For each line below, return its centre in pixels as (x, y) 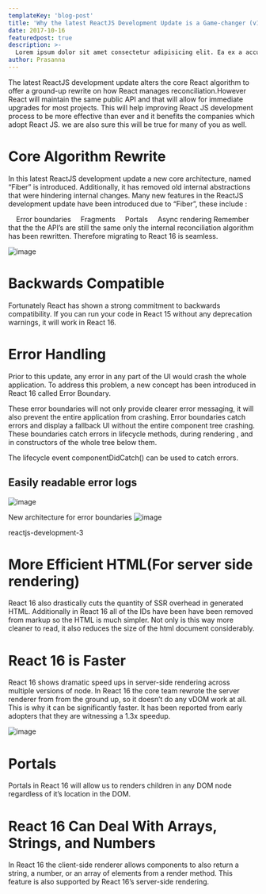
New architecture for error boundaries (70, 517)
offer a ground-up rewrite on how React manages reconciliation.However (127, 90)
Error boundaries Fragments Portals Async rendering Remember (132, 219)
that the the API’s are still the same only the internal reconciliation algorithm (131, 228)
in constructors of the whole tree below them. (83, 442)
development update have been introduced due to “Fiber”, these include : (128, 204)
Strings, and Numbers (82, 843)
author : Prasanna (37, 60)
